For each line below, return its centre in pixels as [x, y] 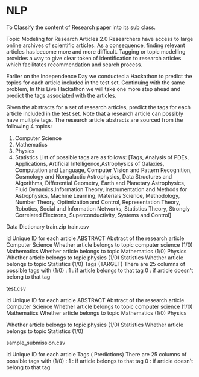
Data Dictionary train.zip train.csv [48, 226]
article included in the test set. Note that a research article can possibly [95, 113]
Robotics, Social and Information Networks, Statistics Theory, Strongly [102, 208]
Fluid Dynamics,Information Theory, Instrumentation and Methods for [101, 189]
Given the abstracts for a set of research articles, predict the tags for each [99, 107]
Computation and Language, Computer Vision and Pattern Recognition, [103, 170]
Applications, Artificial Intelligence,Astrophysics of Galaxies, [90, 163]
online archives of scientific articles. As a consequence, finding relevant [96, 45]
